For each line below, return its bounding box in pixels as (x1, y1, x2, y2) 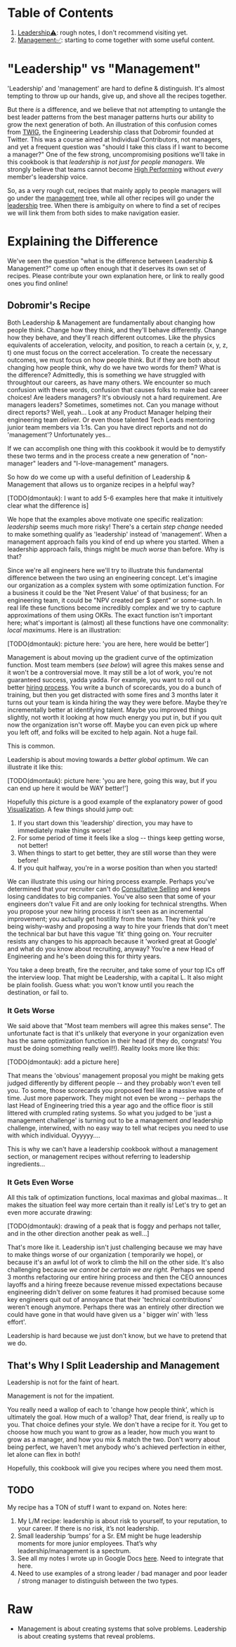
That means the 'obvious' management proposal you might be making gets (7, 1071, 225, 1079)
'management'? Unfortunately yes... (7, 430, 111, 439)
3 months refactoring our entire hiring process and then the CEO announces (7, 1273, 228, 1282)
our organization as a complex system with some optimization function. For (7, 581, 225, 589)
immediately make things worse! (17, 826, 112, 834)
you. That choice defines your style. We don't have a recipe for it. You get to (7, 1420, 228, 1429)
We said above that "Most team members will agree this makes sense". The (7, 1021, 225, 1029)
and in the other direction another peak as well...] (7, 1229, 150, 1238)
